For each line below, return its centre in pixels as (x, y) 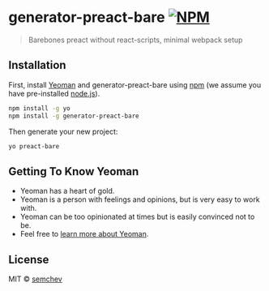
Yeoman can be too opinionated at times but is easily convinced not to (137, 217)
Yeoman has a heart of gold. (67, 191)
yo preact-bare (34, 146)
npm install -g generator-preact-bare (74, 116)
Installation (37, 65)
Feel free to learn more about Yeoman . (84, 234)
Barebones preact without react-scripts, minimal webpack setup (135, 40)
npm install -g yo (39, 108)
